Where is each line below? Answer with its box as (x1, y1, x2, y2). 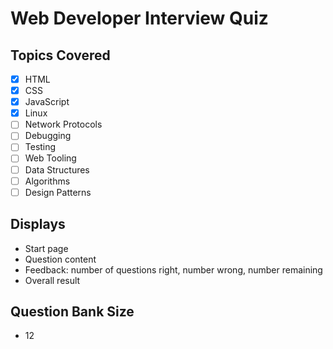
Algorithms (24, 175, 71, 187)
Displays (10, 216, 66, 233)
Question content (24, 253, 97, 265)
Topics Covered (10, 47, 111, 64)
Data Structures (24, 163, 90, 176)
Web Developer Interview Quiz (10, 7, 269, 30)
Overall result (24, 274, 81, 286)
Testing (24, 141, 57, 153)
